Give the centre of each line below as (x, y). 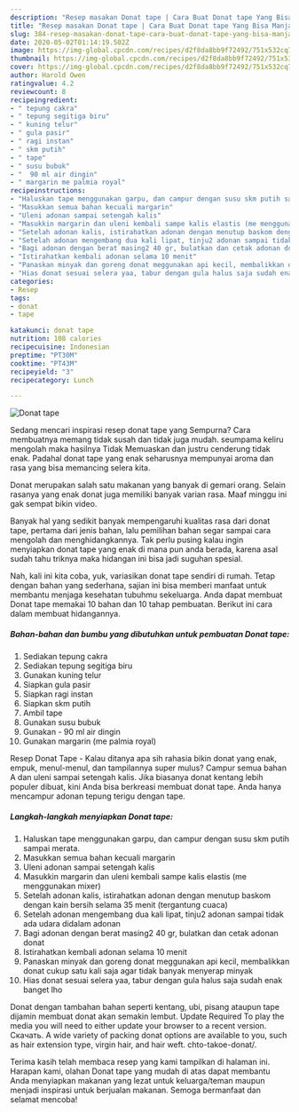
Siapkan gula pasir (57, 685)
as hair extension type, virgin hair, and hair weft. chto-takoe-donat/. (134, 1045)
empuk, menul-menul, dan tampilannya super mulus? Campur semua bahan (149, 768)
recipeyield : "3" (42, 372)
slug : (20, 34)
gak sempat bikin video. (54, 504)
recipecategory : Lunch (52, 380)
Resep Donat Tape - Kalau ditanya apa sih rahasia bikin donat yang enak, (144, 759)
